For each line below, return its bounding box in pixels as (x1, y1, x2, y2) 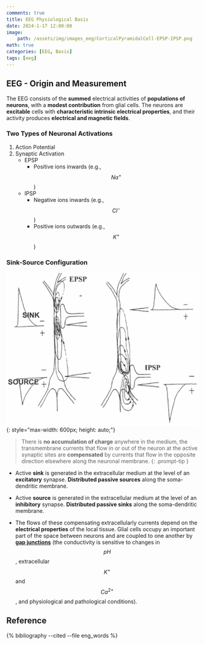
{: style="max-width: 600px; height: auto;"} (6, 426, 116, 433)
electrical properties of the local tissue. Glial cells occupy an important (15, 525, 195, 532)
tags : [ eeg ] (6, 55, 37, 61)
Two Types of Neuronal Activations (6, 129, 113, 138)
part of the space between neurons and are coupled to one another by (15, 532, 193, 539)
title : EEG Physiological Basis (6, 16, 89, 23)
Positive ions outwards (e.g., (33, 223, 105, 230)
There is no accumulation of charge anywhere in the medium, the (21, 438, 188, 445)
